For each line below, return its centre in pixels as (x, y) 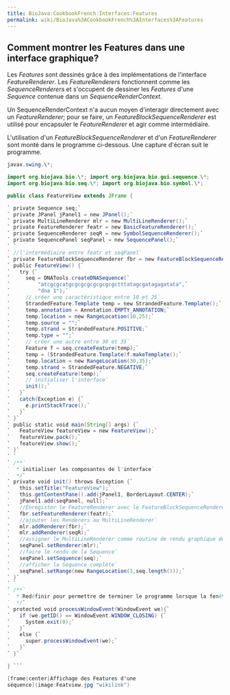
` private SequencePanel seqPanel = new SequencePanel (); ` (93, 240)
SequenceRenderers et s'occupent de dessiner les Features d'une (100, 89)
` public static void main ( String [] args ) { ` (73, 425)
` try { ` (23, 272)
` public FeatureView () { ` (46, 265)
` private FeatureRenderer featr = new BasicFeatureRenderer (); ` (102, 227)
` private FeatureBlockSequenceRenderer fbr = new (81, 259)
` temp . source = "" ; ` (44, 323)
